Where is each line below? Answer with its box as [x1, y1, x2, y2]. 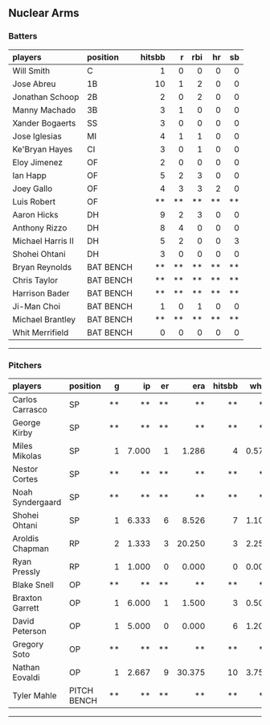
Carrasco [12, 404, 48, 415]
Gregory [12, 638, 44, 649]
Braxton [12, 592, 43, 603]
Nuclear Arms [8, 6, 80, 20]
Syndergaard [12, 496, 62, 507]
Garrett [12, 602, 39, 613]
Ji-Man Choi [12, 300, 61, 312]
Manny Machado [12, 104, 76, 115]
